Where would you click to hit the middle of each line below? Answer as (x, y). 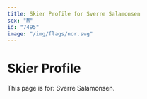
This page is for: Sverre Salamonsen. (61, 88)
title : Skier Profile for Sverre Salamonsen (74, 14)
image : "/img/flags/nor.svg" (50, 34)
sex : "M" (20, 21)
